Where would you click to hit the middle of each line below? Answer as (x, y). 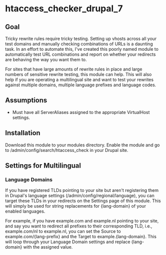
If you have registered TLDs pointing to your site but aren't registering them (82, 190)
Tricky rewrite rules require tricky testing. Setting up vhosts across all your (81, 38)
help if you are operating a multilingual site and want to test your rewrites (80, 80)
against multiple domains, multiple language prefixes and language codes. (81, 85)
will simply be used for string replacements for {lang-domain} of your (76, 206)
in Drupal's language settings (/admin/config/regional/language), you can (80, 196)
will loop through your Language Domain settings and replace (68, 242)
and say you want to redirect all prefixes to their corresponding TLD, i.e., (79, 226)
